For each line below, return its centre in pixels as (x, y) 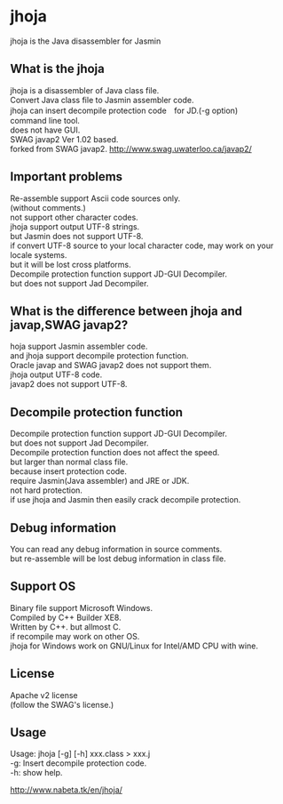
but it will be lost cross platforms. (71, 264)
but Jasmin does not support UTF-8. (77, 236)
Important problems (67, 177)
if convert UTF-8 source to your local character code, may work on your (142, 245)
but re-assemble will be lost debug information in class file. (118, 559)
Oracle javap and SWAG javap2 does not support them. (111, 366)
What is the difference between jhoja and (126, 311)
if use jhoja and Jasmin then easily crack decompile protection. (126, 500)
